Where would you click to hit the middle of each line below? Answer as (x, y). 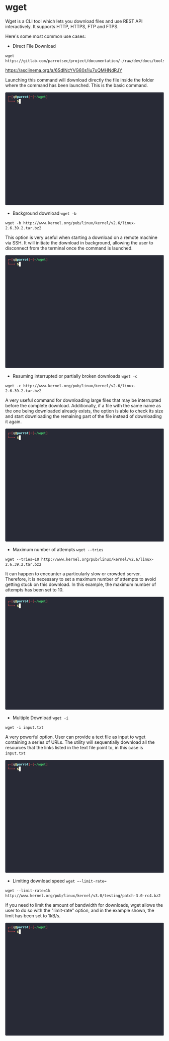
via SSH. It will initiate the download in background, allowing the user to (79, 242)
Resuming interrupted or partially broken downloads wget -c (75, 376)
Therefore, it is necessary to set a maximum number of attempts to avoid (81, 579)
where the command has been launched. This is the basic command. (77, 85)
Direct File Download (34, 46)
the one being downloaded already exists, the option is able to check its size (84, 411)
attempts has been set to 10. (34, 589)
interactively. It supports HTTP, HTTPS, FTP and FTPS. (62, 26)
